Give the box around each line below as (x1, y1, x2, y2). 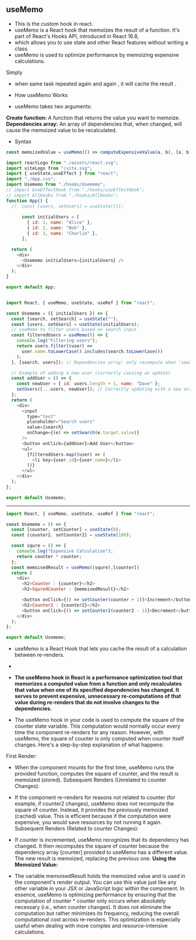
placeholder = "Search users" (27, 419, 95, 425)
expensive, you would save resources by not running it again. (14, 819, 162, 826)
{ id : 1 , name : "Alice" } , (27, 219, 93, 226)
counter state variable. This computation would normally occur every (14, 722, 181, 730)
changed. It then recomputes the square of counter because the (14, 842, 169, 850)
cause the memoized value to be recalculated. (6, 126, 117, 133)
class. (14, 45, 29, 52)
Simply (6, 68, 23, 75)
